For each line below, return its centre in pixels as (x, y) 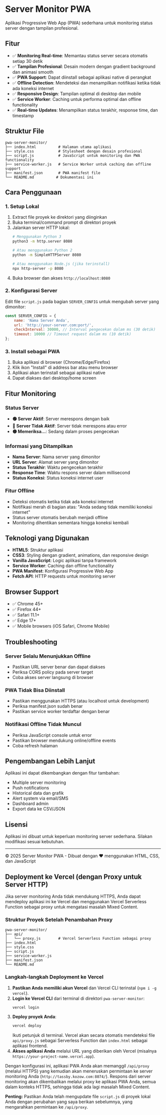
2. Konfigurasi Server (31, 291)
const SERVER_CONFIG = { (31, 316)
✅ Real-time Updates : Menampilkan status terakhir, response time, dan (85, 110)
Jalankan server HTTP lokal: (41, 228)
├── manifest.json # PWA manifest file (53, 173)
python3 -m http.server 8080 (42, 242)
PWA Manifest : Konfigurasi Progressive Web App (63, 571)
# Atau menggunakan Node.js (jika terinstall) (61, 264)
